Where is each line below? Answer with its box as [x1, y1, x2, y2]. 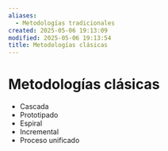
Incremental [19, 127, 59, 137]
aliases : [8, 11, 37, 20]
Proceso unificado [19, 136, 80, 145]
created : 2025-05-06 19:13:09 [8, 26, 109, 34]
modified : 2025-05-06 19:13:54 [8, 33, 112, 42]
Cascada [19, 102, 49, 111]
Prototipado [19, 110, 59, 120]
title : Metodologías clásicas [8, 41, 109, 49]
